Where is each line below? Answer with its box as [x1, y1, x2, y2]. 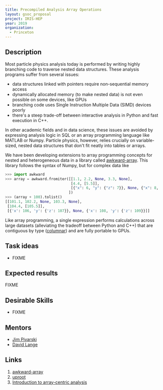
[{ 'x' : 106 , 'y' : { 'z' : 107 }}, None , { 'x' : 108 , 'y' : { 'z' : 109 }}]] [7, 208, 150, 213]
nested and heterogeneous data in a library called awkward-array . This [5, 157, 148, 163]
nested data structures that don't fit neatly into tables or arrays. [18, 143, 146, 148]
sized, [5, 143, 18, 148]
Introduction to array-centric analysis [12, 379, 87, 385]
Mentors [5, 323, 32, 332]
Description [5, 48, 42, 56]
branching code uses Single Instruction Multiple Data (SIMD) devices [12, 101, 152, 108]
